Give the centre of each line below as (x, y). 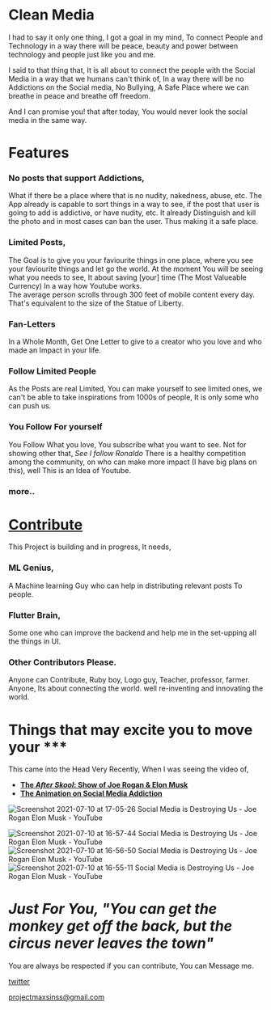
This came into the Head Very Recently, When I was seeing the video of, (129, 769)
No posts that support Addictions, (77, 178)
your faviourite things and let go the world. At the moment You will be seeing (136, 268)
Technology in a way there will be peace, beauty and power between (123, 45)
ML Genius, (31, 568)
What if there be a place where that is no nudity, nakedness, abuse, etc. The (135, 196)
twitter (19, 982)
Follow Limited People (53, 371)
